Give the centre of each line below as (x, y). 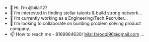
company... (21, 29)
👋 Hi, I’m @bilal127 (29, 8)
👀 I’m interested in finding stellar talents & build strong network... (76, 13)
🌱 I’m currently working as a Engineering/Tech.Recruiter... (69, 18)
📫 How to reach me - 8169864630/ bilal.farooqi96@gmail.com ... (77, 34)
